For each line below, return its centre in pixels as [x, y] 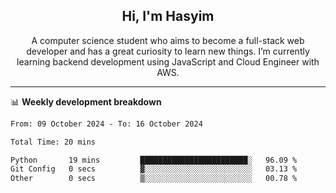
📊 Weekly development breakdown [86, 101]
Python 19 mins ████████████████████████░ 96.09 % [154, 160]
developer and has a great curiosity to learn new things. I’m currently [168, 51]
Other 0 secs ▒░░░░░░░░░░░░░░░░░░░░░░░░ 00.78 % [154, 179]
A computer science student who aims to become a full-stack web [168, 40]
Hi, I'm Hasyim [168, 16]
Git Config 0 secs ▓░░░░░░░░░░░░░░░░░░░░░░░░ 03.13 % [154, 169]
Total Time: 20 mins [53, 142]
